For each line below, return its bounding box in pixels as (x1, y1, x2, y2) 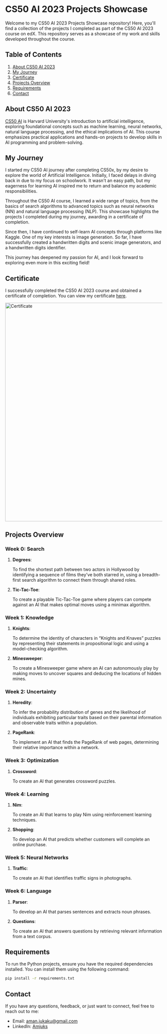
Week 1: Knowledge (5, 614, 54, 621)
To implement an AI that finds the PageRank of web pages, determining (12, 739, 159, 745)
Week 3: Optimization (5, 757, 59, 764)
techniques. (12, 817, 37, 823)
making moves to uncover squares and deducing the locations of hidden (12, 671, 162, 677)
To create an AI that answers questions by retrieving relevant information (12, 928, 162, 934)
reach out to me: (5, 1009, 39, 1015)
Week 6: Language (5, 888, 52, 895)
